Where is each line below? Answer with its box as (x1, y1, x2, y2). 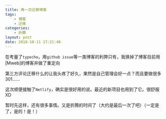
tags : (5, 12, 16, 17)
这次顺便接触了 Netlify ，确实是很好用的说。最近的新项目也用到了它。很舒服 (5, 86, 160, 92)
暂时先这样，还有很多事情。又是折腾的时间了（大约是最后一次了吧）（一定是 (5, 102, 160, 108)
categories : (5, 26, 30, 31)
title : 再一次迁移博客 (5, 7, 47, 12)
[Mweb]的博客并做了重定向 (5, 60, 60, 66)
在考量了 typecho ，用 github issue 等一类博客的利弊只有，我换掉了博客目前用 (5, 54, 161, 59)
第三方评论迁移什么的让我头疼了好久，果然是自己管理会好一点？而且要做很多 (5, 70, 162, 76)
